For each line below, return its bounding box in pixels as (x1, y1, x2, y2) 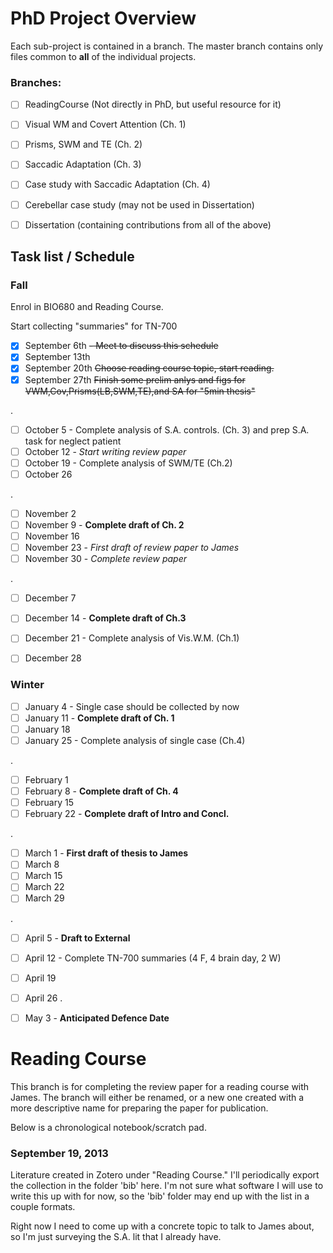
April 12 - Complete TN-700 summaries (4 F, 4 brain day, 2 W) (24, 952, 282, 964)
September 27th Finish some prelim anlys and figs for (24, 373, 246, 386)
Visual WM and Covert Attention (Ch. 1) (24, 118, 187, 131)
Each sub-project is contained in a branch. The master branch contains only (10, 40, 324, 52)
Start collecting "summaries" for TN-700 (10, 320, 178, 332)
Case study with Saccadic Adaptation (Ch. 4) (24, 178, 211, 191)
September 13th (24, 351, 91, 363)
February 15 (24, 797, 74, 809)
